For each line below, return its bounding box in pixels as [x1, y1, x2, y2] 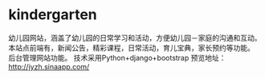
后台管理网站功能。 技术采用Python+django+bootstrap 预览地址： [8, 53, 226, 62]
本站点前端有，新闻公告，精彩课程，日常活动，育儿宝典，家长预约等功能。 [8, 42, 255, 53]
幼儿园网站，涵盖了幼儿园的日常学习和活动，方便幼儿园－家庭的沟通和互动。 [8, 33, 262, 42]
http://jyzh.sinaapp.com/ [8, 61, 90, 71]
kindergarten [8, 6, 98, 24]
